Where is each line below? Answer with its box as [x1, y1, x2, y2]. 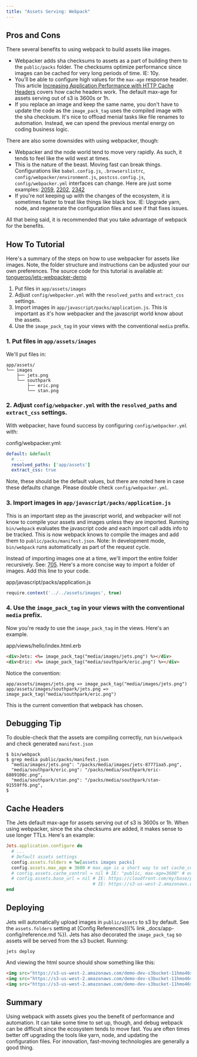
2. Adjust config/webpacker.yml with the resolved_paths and [6, 401, 177, 409]
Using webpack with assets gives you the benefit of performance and [6, 1013, 175, 1020]
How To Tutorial [6, 239, 65, 250]
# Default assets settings [11, 854, 77, 860]
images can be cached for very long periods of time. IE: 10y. [14, 70, 160, 77]
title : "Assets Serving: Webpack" [6, 8, 91, 15]
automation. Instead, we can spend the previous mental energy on [14, 120, 175, 127]
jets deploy [6, 948, 35, 954]
